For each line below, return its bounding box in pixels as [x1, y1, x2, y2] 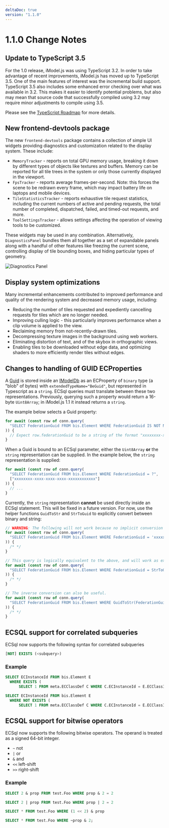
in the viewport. [12, 174, 45, 180]
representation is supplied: [5, 457, 60, 463]
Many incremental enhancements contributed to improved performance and [5, 291, 162, 298]
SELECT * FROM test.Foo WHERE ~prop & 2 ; [5, 818, 94, 823]
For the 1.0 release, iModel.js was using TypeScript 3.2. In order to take [5, 67, 152, 73]
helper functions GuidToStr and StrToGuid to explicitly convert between [5, 510, 152, 516]
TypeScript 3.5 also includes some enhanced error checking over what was [5, 83, 162, 89]
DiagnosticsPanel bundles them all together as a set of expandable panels [5, 237, 159, 243]
